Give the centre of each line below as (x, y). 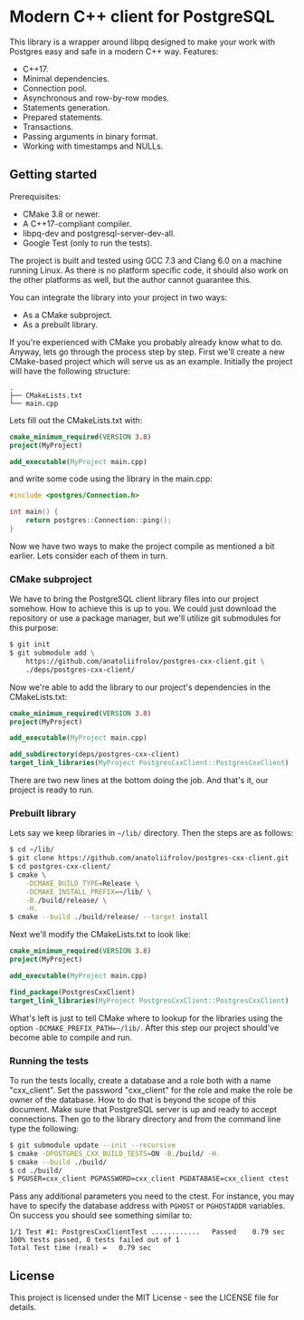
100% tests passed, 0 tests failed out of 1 (95, 1240)
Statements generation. (66, 107)
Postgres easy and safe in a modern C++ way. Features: (114, 51)
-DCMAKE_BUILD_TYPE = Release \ (83, 883)
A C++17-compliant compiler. (77, 223)
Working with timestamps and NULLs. (93, 146)
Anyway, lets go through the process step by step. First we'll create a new (147, 352)
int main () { (34, 512)
